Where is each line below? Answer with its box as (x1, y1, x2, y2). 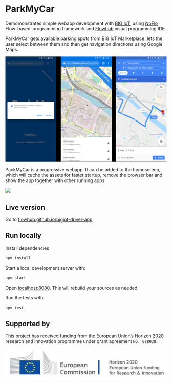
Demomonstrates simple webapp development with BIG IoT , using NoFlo (5, 20, 158, 26)
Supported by (5, 319, 50, 328)
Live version (5, 203, 45, 212)
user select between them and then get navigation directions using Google (5, 41, 163, 47)
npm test (5, 305, 24, 310)
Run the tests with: (5, 294, 45, 300)
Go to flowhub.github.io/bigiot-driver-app (5, 216, 93, 223)
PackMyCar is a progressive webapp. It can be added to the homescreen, (5, 167, 161, 173)
